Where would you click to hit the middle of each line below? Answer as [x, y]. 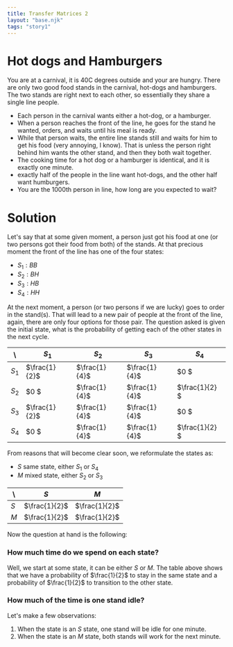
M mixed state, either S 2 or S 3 [60, 476]
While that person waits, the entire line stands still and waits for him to [117, 138]
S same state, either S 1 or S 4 [58, 467]
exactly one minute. [45, 167]
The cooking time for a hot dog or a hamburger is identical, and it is [113, 160]
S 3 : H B [28, 284]
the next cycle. [28, 337]
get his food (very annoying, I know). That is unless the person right [114, 145]
